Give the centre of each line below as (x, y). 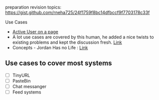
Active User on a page (35, 32)
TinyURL (21, 75)
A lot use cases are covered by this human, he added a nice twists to (83, 37)
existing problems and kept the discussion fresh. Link (67, 42)
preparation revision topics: (33, 7)
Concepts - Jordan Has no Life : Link (50, 48)
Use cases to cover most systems (59, 63)
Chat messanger (29, 86)
